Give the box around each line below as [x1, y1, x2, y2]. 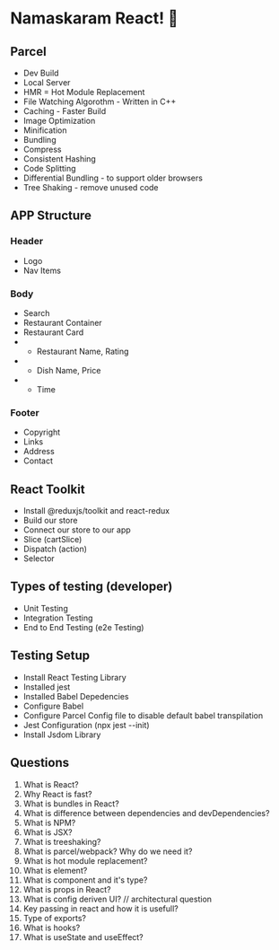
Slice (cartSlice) [22, 534, 83, 545]
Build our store [22, 515, 78, 526]
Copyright [22, 427, 61, 438]
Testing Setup [10, 648, 91, 664]
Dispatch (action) [22, 543, 88, 555]
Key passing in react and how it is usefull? [22, 902, 179, 914]
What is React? [22, 778, 79, 789]
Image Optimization [22, 116, 96, 126]
